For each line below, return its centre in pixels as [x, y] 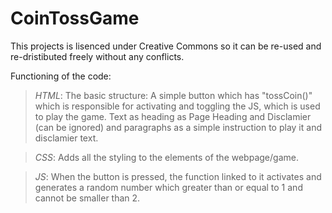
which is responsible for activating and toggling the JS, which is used [177, 106]
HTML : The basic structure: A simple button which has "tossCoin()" [173, 95]
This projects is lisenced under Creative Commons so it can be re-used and [166, 46]
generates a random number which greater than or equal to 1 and [168, 187]
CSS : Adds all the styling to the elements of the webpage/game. [166, 157]
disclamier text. [66, 138]
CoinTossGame [75, 18]
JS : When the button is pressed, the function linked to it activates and [178, 176]
